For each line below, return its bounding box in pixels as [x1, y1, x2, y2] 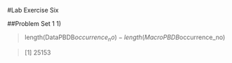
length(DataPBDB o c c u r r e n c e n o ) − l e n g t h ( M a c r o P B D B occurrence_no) [24, 33, 226, 43]
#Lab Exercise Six [7, 6, 59, 14]
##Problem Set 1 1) [7, 20, 62, 27]
